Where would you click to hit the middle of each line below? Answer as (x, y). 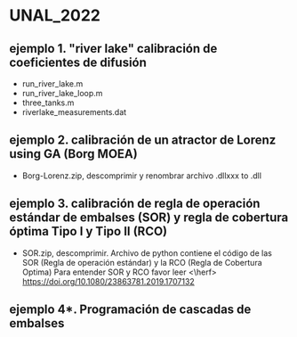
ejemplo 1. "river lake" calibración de (113, 49)
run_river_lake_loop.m (62, 93)
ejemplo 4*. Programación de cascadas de (130, 310)
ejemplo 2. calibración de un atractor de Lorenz (143, 140)
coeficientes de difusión (78, 62)
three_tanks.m (48, 103)
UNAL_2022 (55, 16)
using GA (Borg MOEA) (73, 154)
